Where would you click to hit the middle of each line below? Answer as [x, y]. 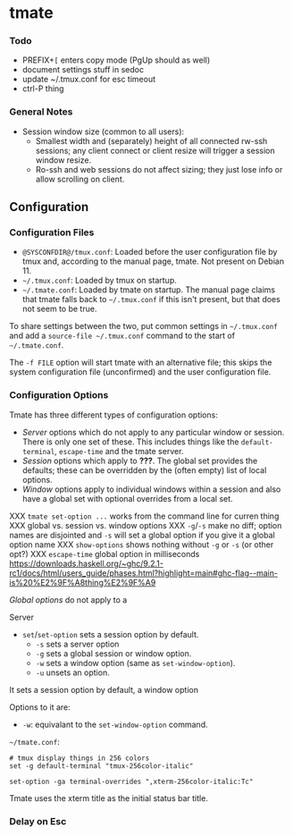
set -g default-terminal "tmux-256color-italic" [101, 766]
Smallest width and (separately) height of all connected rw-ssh [151, 140]
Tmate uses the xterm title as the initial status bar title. [109, 798]
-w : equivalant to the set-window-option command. [115, 724]
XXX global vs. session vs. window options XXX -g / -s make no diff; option [146, 525]
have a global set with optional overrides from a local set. [128, 498]
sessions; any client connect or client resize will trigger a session [155, 150]
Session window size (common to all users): [103, 131]
